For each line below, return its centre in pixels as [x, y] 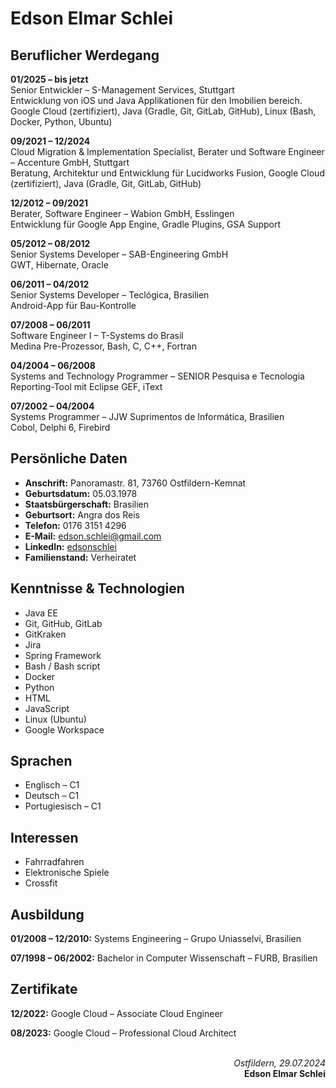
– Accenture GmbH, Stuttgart [70, 162]
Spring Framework [63, 655]
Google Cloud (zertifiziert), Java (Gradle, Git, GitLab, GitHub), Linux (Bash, [163, 111]
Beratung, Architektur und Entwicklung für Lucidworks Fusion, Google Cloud [167, 173]
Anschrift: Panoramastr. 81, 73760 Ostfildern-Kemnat [135, 483]
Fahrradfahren [54, 862]
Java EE [41, 613]
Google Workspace [64, 729]
